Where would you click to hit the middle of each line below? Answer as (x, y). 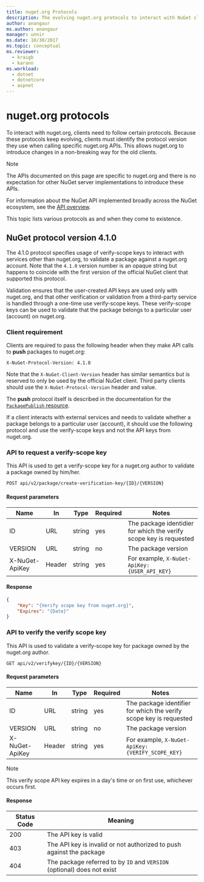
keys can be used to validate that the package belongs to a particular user (99, 310)
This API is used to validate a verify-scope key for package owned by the (98, 645)
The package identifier (159, 703)
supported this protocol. (36, 279)
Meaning (121, 820)
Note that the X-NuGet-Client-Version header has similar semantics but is (98, 374)
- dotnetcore (28, 80)
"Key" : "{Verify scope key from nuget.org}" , (76, 605)
